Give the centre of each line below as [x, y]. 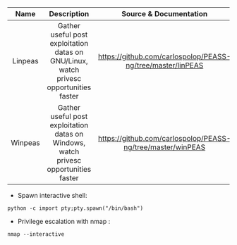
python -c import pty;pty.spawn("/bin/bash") [75, 208]
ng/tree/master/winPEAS [164, 147]
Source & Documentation [164, 14]
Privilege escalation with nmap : [64, 221]
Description [69, 14]
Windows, [69, 143]
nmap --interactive [36, 234]
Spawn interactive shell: [52, 195]
